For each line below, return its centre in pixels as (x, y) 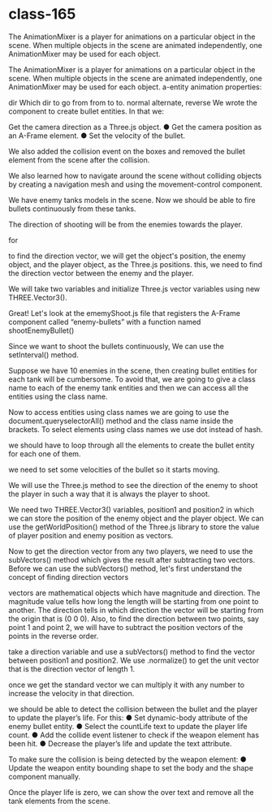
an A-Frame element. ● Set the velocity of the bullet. (97, 136)
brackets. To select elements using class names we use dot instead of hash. (136, 429)
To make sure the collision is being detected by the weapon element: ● (128, 759)
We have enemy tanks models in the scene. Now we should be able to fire (132, 200)
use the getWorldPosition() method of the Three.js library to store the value (134, 527)
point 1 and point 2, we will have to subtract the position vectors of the (126, 627)
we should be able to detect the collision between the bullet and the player (133, 709)
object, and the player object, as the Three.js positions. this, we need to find (135, 264)
